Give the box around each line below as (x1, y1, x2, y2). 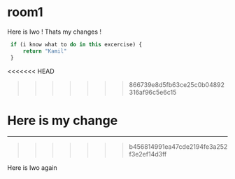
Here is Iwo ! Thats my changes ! (7, 27, 102, 36)
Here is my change (7, 112, 118, 128)
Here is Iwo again (7, 163, 57, 172)
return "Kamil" (22, 47, 68, 55)
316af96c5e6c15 (129, 88, 177, 96)
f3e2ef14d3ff (129, 150, 167, 158)
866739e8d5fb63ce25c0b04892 (129, 80, 225, 88)
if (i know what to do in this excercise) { (10, 41, 142, 48)
